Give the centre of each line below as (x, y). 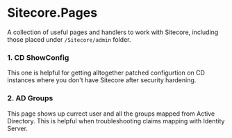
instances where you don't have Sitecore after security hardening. (102, 80)
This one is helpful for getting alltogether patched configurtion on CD (106, 73)
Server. (17, 128)
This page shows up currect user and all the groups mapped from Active (111, 114)
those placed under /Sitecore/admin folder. (69, 39)
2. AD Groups (30, 98)
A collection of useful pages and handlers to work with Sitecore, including (113, 32)
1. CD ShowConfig (38, 57)
